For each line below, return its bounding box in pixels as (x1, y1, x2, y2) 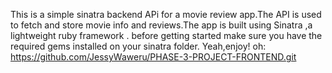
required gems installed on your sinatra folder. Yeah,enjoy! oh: (10, 40, 267, 52)
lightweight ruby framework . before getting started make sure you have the (10, 30, 323, 41)
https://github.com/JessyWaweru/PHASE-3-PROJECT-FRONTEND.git (10, 51, 297, 63)
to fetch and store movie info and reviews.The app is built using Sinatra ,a (10, 19, 313, 31)
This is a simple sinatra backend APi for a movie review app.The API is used (10, 9, 322, 20)
